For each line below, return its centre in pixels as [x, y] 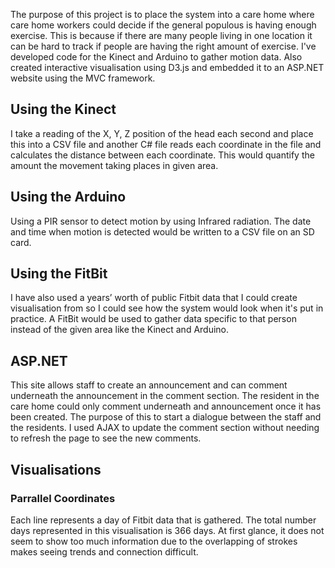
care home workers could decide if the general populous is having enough [163, 25]
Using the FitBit [59, 274]
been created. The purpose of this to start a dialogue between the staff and [166, 417]
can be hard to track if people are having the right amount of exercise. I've [163, 46]
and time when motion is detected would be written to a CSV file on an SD [162, 231]
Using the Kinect [63, 109]
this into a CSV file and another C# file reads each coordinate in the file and [166, 144]
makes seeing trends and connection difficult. [104, 551]
